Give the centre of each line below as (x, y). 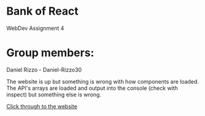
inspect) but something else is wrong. (54, 94)
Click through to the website (42, 106)
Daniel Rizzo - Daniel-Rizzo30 (44, 70)
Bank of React (43, 11)
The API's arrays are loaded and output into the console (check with (92, 88)
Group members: (50, 53)
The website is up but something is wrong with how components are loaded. (102, 81)
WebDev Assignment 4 (35, 28)
